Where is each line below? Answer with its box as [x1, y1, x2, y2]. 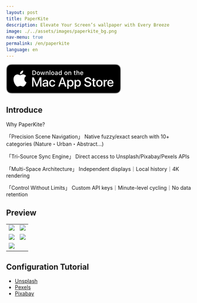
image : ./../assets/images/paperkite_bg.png [6, 28, 117, 34]
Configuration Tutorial [6, 262, 89, 272]
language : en [6, 47, 38, 53]
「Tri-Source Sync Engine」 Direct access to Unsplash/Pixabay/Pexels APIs [6, 153, 190, 160]
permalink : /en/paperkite [6, 41, 69, 47]
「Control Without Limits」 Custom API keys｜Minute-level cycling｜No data [6, 184, 191, 191]
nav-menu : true [6, 34, 44, 41]
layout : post [6, 9, 38, 15]
